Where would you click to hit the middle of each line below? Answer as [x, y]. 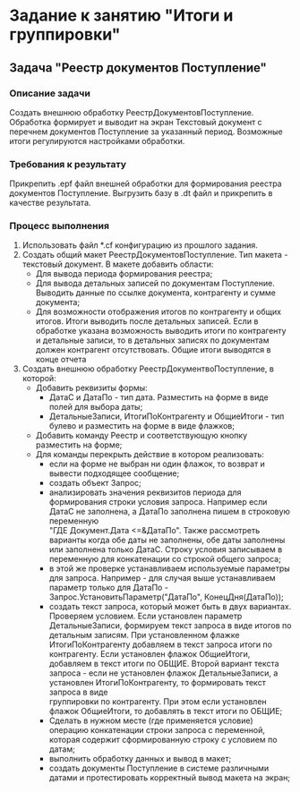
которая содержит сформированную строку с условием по [163, 740]
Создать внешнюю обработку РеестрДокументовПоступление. [132, 112]
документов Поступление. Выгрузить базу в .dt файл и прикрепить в [141, 193]
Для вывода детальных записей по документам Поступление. [155, 284]
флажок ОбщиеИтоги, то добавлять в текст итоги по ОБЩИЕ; [166, 711]
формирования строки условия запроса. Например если [158, 502]
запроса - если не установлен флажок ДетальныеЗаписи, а [163, 673]
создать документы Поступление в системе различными [159, 768]
